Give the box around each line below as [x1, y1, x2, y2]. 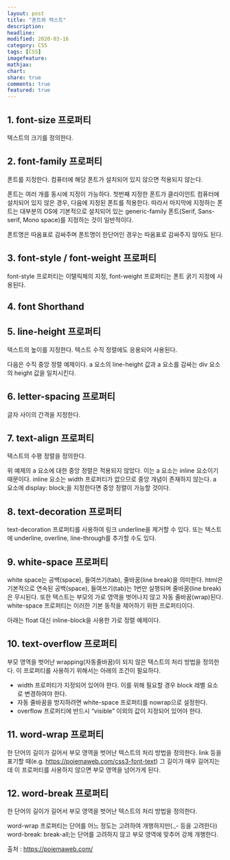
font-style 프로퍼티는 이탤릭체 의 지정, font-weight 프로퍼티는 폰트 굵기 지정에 [7, 272, 216, 280]
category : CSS [7, 42, 48, 49]
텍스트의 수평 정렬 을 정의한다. [7, 452, 87, 460]
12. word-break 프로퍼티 [7, 788, 108, 799]
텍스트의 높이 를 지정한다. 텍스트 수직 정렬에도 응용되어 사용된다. [7, 345, 178, 354]
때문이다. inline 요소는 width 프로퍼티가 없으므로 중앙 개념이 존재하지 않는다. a [7, 475, 217, 484]
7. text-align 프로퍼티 [7, 432, 95, 444]
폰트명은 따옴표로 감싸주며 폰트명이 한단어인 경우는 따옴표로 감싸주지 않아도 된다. [7, 230, 224, 238]
